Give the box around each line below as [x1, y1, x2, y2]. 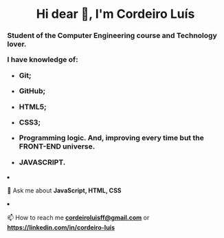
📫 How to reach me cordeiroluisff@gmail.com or [7, 213, 150, 222]
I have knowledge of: [7, 55, 78, 65]
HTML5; [19, 102, 47, 111]
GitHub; [19, 86, 46, 96]
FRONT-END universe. [19, 142, 96, 151]
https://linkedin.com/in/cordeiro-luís [7, 224, 115, 232]
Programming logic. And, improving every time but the [19, 133, 204, 143]
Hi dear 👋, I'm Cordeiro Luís [36, 6, 195, 22]
